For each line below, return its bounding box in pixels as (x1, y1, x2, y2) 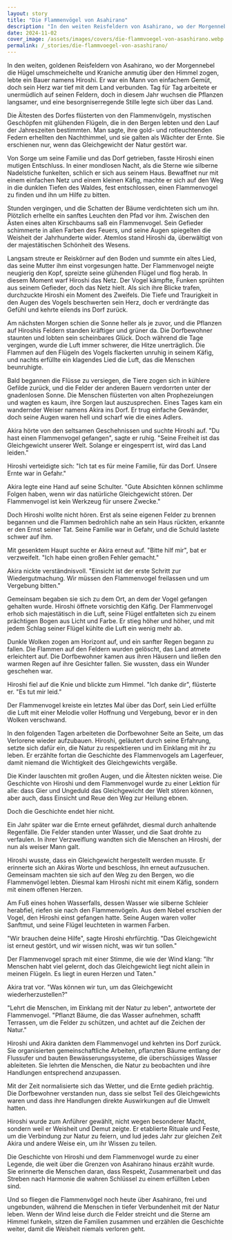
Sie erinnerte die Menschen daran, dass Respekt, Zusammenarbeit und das (7, 1167, 222, 1175)
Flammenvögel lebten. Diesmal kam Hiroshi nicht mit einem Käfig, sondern (7, 878, 219, 886)
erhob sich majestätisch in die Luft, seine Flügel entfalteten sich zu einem (7, 609, 216, 618)
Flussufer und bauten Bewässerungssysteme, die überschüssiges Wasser (7, 1054, 217, 1062)
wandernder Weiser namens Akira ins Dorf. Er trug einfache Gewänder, (7, 406, 209, 414)
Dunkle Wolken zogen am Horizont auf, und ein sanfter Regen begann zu (7, 638, 214, 646)
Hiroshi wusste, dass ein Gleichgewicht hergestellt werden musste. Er (7, 856, 206, 864)
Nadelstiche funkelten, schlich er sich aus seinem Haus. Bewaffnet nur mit (7, 169, 219, 177)
